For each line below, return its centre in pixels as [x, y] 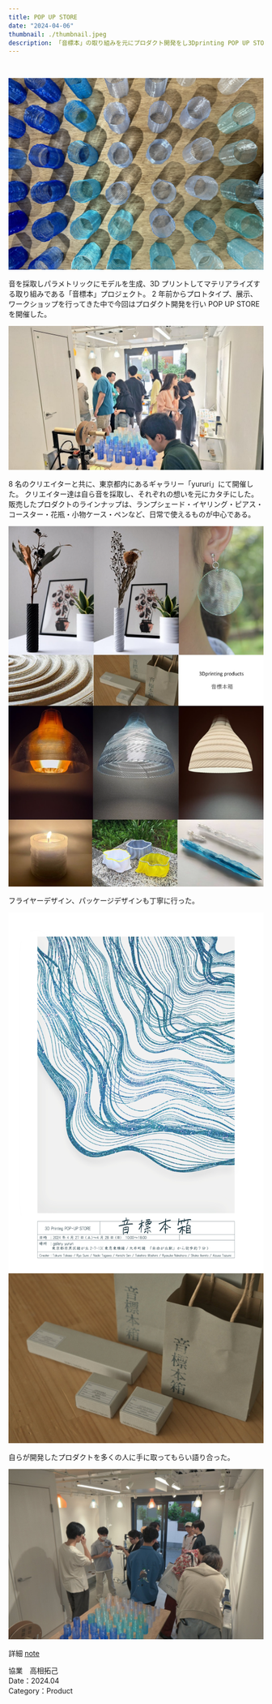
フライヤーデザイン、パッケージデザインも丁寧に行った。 [104, 900]
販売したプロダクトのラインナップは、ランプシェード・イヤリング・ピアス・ [136, 504]
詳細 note [24, 1653]
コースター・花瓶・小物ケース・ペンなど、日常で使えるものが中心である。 [132, 514]
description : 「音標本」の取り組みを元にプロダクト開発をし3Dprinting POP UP [129, 43]
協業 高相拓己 [33, 1670]
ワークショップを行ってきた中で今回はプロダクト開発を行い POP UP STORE [134, 304]
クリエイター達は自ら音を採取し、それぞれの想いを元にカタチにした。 [141, 494]
